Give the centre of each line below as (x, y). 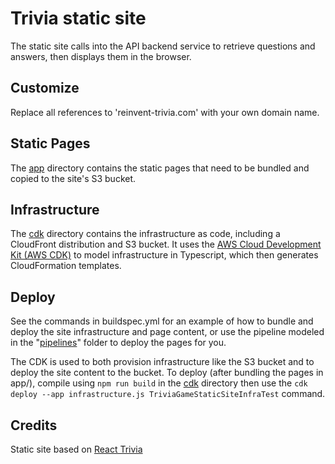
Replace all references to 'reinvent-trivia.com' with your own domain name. (165, 112)
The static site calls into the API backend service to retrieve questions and (163, 46)
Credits (34, 425)
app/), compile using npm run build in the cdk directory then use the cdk (159, 383)
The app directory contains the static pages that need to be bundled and (160, 168)
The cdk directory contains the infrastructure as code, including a (145, 234)
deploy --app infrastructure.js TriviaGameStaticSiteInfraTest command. (168, 394)
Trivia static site (78, 18)
